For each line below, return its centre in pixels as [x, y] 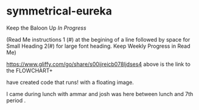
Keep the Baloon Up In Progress [46, 28]
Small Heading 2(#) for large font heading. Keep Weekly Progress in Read [98, 46]
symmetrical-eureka [59, 11]
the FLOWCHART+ [30, 70]
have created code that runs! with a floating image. [70, 82]
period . [16, 100]
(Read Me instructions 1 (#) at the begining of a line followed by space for [98, 39]
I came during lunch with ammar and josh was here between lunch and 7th [100, 94]
